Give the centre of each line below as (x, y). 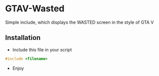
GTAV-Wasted (35, 9)
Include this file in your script (42, 49)
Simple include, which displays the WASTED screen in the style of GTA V (79, 22)
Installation (23, 38)
